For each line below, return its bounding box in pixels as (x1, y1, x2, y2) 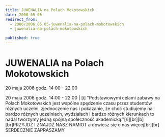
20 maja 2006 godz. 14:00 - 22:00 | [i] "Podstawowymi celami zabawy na (5, 94, 160, 100)
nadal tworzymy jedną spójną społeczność (5, 116, 95, 122)
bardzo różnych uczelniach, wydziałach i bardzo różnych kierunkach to (5, 111, 154, 117)
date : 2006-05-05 (5, 12, 42, 17)
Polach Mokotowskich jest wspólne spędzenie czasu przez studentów (5, 100, 152, 106)
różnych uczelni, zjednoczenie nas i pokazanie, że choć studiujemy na (5, 105, 153, 112)
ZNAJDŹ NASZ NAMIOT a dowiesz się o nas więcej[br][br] (36, 121, 159, 127)
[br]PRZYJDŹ (5, 121, 33, 127)
